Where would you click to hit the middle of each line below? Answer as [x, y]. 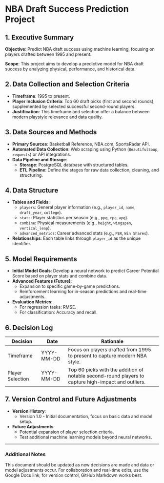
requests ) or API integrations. [42, 154]
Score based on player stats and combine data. [60, 276]
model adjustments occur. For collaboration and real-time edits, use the [77, 470]
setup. [26, 421]
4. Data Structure [32, 191]
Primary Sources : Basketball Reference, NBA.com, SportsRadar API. [81, 144]
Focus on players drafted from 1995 [110, 350]
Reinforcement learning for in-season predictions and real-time [83, 292]
